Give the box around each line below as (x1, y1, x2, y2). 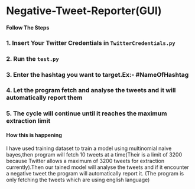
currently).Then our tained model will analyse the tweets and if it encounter (6, 164, 189, 171)
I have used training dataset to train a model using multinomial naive (6, 145, 172, 152)
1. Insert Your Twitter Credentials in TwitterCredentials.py (6, 38, 175, 47)
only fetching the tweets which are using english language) (6, 176, 150, 183)
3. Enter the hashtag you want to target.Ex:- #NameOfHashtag (6, 70, 189, 79)
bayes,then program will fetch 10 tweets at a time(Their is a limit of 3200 (6, 151, 182, 158)
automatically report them (6, 93, 83, 102)
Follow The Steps (6, 24, 50, 31)
